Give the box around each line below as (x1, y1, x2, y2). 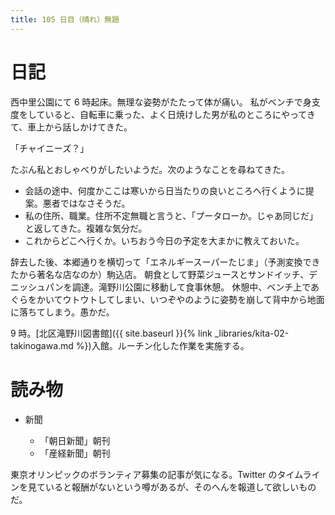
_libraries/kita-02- (214, 327, 290, 339)
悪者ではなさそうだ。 (42, 197, 131, 209)
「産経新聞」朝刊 (39, 447, 111, 459)
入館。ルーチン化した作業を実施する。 (91, 339, 250, 351)
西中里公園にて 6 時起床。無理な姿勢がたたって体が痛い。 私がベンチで (10, 96, 303, 108)
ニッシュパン (10, 281, 64, 293)
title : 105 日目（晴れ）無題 (10, 14, 120, 25)
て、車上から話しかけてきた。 (10, 121, 133, 133)
